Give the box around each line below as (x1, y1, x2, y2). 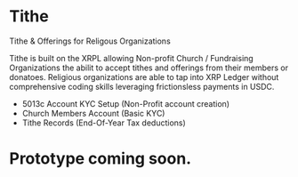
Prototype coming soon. (9, 149, 192, 169)
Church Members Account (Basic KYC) (21, 108, 165, 118)
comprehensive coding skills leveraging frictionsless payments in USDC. (9, 81, 275, 92)
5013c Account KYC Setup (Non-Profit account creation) (21, 98, 230, 109)
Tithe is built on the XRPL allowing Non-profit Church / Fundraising (9, 52, 254, 63)
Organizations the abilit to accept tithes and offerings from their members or (9, 62, 289, 73)
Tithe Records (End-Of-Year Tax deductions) (21, 117, 187, 128)
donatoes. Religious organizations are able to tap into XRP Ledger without (9, 71, 279, 82)
